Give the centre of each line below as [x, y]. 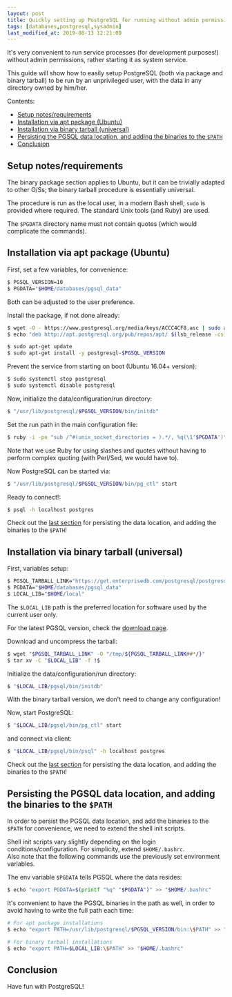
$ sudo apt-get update [40, 347]
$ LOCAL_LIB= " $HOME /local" [46, 594]
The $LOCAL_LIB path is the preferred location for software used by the [107, 607]
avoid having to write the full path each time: [70, 910]
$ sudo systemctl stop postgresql [57, 379]
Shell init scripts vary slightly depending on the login [82, 842]
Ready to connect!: [34, 497]
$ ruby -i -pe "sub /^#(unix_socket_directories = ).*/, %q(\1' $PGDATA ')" [117, 437]
